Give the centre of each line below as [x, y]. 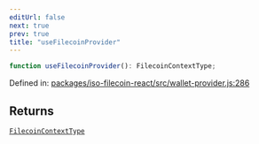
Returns [32, 111]
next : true [29, 26]
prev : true [29, 34]
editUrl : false [37, 17]
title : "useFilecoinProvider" [65, 42]
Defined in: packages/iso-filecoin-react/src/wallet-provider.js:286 [129, 83]
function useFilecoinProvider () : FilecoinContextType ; [113, 66]
